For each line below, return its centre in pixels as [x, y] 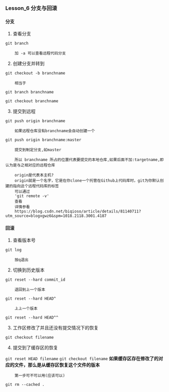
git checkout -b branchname [35, 73]
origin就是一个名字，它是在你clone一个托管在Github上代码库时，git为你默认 [87, 181]
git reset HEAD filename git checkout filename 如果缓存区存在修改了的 [82, 359]
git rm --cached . [25, 385]
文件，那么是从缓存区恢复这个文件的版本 [57, 365]
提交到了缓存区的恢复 [35, 348]
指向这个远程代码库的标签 [36, 186]
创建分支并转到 [29, 64]
